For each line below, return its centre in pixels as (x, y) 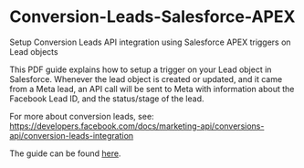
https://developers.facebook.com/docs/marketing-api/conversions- (137, 126)
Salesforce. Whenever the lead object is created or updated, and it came (146, 79)
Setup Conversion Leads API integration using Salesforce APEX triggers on (150, 42)
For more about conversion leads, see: (82, 116)
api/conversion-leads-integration (72, 135)
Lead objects (34, 51)
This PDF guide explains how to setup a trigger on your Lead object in (141, 69)
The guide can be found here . (65, 153)
